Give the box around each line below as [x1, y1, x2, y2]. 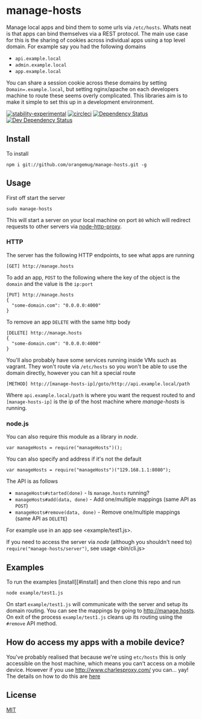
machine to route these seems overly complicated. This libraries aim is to [6, 92, 188, 99]
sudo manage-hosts [6, 206, 52, 212]
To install [6, 150, 29, 157]
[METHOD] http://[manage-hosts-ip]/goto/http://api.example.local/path [6, 381, 190, 387]
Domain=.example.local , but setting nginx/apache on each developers [6, 85, 179, 92]
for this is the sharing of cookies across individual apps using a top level [6, 36, 186, 43]
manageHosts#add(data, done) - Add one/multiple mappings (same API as [14, 496, 197, 503]
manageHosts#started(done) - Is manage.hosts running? [14, 490, 150, 497]
